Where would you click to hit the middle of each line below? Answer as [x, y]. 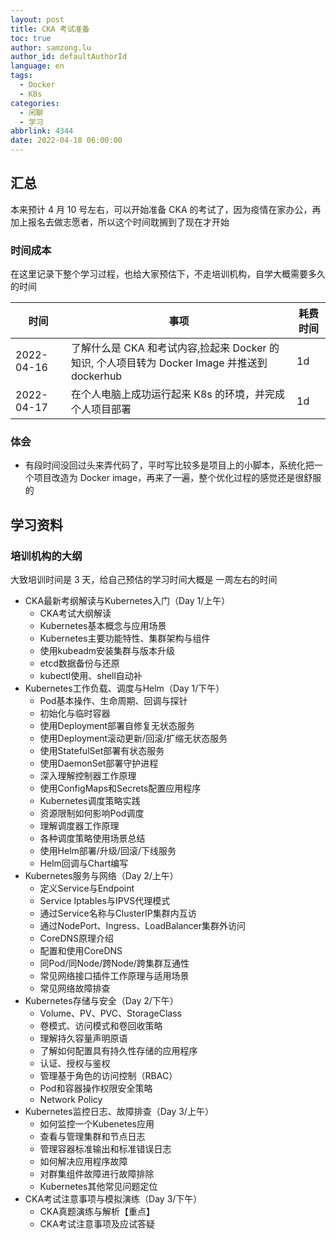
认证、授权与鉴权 [75, 1063]
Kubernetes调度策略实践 [90, 801]
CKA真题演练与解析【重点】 [97, 1212]
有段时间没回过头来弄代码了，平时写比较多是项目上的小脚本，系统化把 [169, 465]
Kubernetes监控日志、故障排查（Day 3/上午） [119, 1112]
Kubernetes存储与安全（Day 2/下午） [101, 1001]
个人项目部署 [101, 409]
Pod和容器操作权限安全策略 [96, 1088]
